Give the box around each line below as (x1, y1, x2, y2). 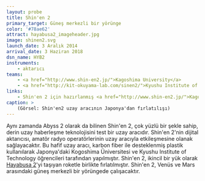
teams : (6, 71, 23, 77)
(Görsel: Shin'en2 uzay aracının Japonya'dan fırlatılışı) (17, 105, 171, 112)
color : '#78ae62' (6, 26, 51, 32)
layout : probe (6, 9, 43, 15)
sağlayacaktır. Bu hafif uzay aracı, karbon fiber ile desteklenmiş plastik (6, 141, 184, 149)
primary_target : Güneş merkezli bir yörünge (6, 20, 121, 26)
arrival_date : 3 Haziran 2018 (6, 49, 84, 55)
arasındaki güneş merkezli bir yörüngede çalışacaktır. (6, 167, 140, 174)
